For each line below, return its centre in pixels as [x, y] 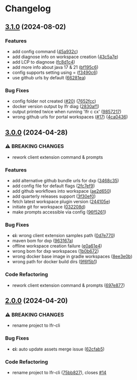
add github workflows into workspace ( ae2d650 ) [62, 191]
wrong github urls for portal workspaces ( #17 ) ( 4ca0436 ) [70, 117]
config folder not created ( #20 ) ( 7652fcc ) [54, 101]
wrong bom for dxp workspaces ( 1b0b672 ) [55, 251]
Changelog [28, 9]
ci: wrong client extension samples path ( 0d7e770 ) [64, 236]
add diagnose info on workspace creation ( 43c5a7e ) [65, 57]
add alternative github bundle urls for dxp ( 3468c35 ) [66, 181]
